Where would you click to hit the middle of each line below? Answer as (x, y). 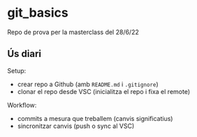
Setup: (17, 70)
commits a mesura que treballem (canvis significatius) (95, 118)
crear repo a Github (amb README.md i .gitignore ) (88, 84)
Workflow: (22, 105)
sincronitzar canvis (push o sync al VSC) (76, 126)
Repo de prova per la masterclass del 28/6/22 (73, 32)
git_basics (38, 13)
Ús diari (24, 54)
